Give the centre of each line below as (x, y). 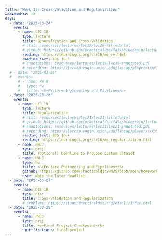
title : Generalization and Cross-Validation (68, 41)
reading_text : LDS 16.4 (46, 135)
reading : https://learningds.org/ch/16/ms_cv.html (74, 54)
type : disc (33, 194)
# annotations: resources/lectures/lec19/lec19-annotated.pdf (86, 63)
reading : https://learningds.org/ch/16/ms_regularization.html (87, 140)
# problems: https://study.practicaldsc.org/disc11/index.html (87, 203)
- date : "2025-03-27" (31, 180)
